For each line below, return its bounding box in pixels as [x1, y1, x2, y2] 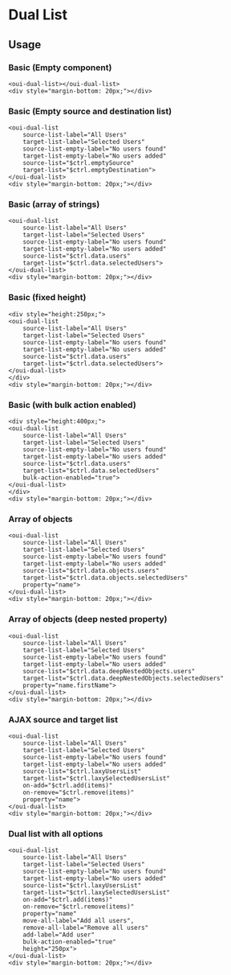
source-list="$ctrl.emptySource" [22, 159, 135, 167]
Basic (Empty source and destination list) [8, 105, 172, 117]
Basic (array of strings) [8, 199, 100, 210]
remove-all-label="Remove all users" [22, 924, 149, 932]
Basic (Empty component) [8, 62, 112, 73]
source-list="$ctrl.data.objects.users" [22, 567, 160, 575]
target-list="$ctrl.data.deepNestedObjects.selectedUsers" [22, 674, 225, 682]
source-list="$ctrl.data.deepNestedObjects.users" [22, 667, 196, 675]
